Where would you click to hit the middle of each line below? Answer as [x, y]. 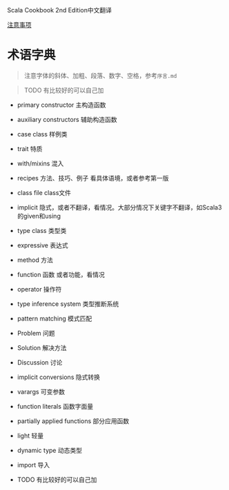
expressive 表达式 [42, 245]
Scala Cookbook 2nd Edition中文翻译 [60, 10]
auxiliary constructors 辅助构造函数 [67, 119]
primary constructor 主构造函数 [61, 105]
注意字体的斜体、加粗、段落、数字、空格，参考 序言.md [100, 75]
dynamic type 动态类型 [50, 450]
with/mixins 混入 [40, 163]
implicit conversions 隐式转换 [58, 377]
